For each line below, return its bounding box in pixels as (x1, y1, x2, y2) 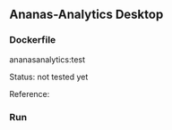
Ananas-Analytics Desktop (9, 7, 164, 22)
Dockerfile (9, 34, 56, 46)
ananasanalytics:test (9, 53, 86, 65)
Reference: (9, 88, 50, 99)
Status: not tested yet (9, 71, 89, 82)
